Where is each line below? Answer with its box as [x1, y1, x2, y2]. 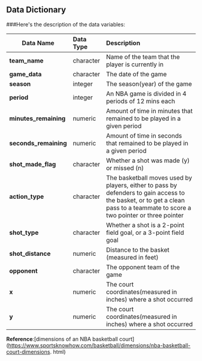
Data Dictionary [6, 5, 66, 15]
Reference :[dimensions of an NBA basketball [6, 335, 118, 342]
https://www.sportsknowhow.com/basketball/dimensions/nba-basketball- [8, 342, 191, 349]
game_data [9, 70, 42, 78]
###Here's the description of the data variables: [6, 20, 125, 28]
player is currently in [106, 60, 164, 68]
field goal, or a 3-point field [106, 228, 185, 237]
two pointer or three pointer [106, 211, 184, 219]
